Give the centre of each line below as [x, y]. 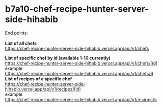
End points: [16, 33]
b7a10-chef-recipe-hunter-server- [77, 9]
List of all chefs [21, 43]
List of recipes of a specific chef [39, 79]
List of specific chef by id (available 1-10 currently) [58, 58]
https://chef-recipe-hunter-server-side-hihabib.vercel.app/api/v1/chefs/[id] [81, 63]
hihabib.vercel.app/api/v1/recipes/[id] [43, 89]
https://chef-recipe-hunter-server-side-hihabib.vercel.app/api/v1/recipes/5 [81, 99]
